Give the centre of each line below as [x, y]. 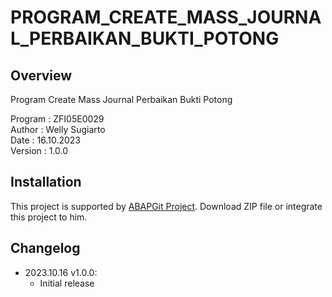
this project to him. [49, 217]
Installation [46, 182]
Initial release [67, 283]
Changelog [45, 248]
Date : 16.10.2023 [45, 140]
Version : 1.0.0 [39, 150]
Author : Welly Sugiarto [58, 129]
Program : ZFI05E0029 [57, 119]
